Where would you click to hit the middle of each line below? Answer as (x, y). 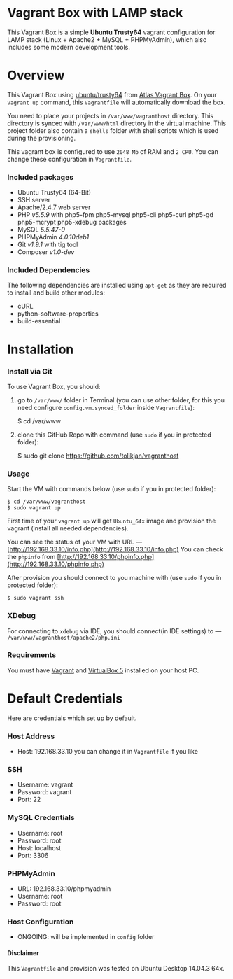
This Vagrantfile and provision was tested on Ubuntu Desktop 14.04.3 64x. (116, 969)
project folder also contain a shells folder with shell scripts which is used (113, 130)
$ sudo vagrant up (34, 508)
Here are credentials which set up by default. (72, 718)
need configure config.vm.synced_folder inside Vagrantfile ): (106, 407)
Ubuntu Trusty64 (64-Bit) (54, 192)
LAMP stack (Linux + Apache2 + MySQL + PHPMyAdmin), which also (107, 39)
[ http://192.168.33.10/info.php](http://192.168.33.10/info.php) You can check (115, 549)
